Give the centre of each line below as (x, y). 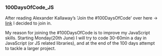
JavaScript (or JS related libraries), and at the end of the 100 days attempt (80, 43)
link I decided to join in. (28, 23)
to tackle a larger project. (30, 49)
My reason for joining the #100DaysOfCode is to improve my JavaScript (78, 33)
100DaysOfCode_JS (29, 7)
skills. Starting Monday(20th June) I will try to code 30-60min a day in (76, 38)
